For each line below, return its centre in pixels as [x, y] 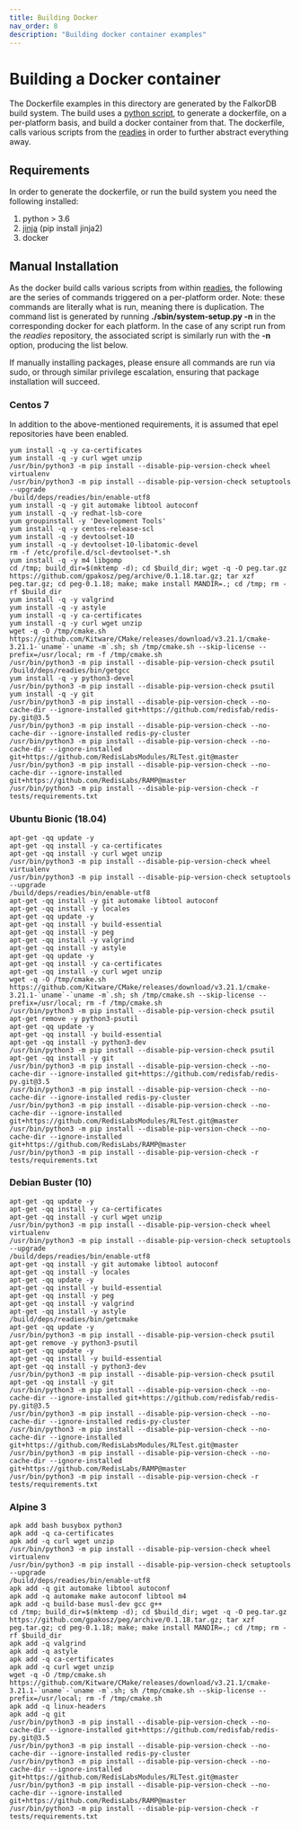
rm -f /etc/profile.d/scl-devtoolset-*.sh [90, 553]
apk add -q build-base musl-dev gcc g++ [86, 1604]
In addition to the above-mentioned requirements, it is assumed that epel [144, 424]
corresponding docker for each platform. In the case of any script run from [147, 325]
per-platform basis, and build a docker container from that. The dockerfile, [147, 123]
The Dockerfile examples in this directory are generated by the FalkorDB [143, 103]
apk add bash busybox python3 [66, 1526]
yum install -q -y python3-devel [72, 679]
